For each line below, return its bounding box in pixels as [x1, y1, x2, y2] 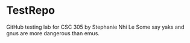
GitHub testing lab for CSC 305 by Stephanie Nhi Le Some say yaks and [6, 23, 185, 30]
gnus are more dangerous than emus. [6, 29, 100, 36]
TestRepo [6, 4, 55, 17]
